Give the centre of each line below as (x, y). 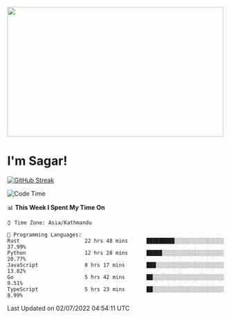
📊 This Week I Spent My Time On (56, 207)
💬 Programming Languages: (44, 235)
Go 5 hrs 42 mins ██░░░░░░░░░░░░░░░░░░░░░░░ (116, 277)
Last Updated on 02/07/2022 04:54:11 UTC (68, 308)
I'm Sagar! (37, 161)
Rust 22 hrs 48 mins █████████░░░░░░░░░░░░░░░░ (116, 241)
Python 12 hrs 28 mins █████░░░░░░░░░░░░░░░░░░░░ (116, 253)
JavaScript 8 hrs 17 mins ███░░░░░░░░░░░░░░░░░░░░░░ (116, 265)
